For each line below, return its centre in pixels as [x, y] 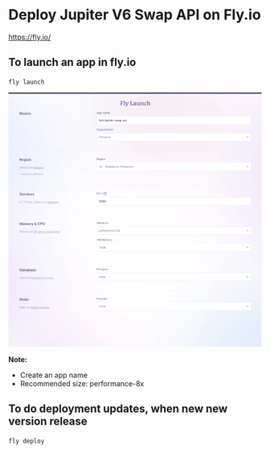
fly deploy [27, 441]
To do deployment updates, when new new [118, 409]
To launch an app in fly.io [72, 62]
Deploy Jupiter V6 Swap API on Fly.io [135, 15]
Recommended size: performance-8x [82, 383]
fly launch [27, 82]
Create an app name [54, 375]
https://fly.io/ [30, 37]
